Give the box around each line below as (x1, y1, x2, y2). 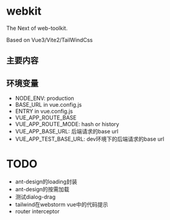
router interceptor (15, 208, 60, 215)
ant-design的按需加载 (15, 186, 70, 193)
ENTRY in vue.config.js (15, 108, 73, 115)
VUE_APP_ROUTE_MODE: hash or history (15, 121, 119, 128)
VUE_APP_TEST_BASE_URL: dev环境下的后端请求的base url (15, 135, 165, 143)
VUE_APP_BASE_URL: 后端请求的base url (15, 128, 119, 135)
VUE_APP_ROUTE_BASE (15, 114, 77, 121)
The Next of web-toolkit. (6, 24, 68, 32)
